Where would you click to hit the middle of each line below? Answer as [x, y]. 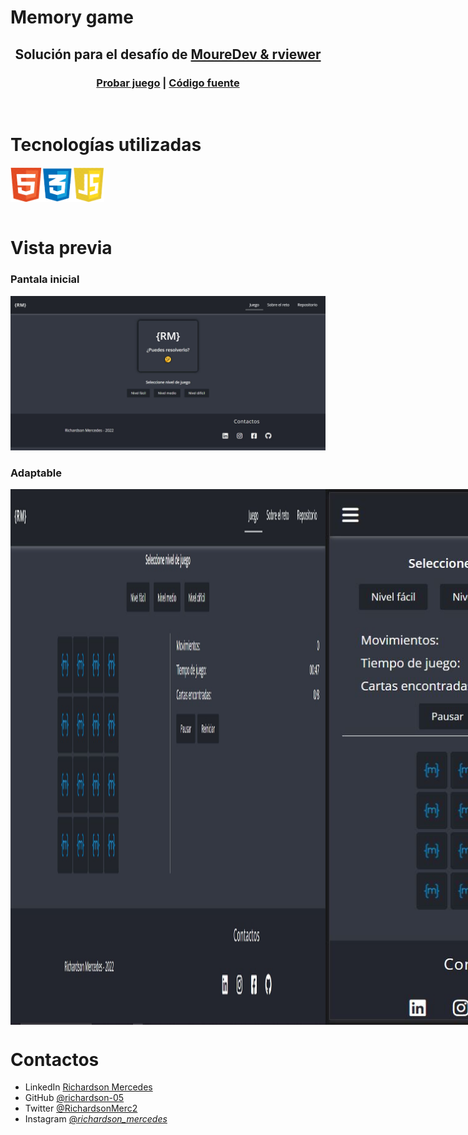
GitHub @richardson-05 [74, 1098]
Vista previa [61, 248]
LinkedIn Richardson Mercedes [88, 1087]
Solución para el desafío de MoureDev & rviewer [168, 54]
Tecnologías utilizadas [106, 145]
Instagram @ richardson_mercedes [96, 1119]
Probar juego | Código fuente [168, 83]
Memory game [72, 17]
